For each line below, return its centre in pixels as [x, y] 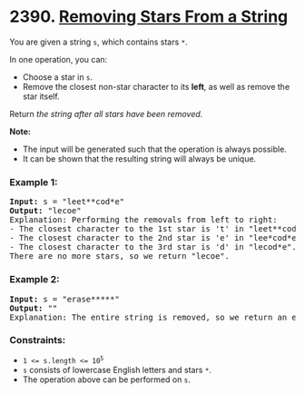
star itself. [41, 96]
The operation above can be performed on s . [106, 379]
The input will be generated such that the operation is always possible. [155, 149]
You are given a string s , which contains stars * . [98, 42]
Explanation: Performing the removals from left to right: [144, 220]
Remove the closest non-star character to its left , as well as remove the [156, 86]
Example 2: [34, 280]
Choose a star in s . [58, 77]
